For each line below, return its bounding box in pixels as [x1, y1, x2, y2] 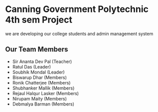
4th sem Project [5, 14, 72, 25]
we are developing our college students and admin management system [5, 30, 154, 36]
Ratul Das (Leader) [12, 63, 51, 69]
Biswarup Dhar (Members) [12, 74, 67, 80]
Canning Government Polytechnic [5, 3, 149, 15]
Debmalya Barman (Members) [12, 101, 75, 107]
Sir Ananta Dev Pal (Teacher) [12, 58, 72, 64]
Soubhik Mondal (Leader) [12, 69, 65, 75]
